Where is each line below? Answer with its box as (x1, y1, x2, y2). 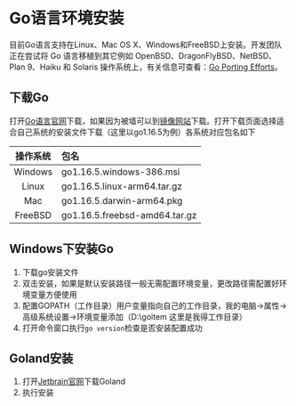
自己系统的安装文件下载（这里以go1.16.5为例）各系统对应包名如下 (16, 126, 256, 137)
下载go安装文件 (21, 266, 79, 277)
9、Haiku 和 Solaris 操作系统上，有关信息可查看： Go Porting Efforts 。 (27, 61, 283, 72)
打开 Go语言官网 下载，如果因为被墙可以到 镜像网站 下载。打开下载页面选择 (9, 115, 277, 126)
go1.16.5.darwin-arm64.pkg (60, 194, 183, 207)
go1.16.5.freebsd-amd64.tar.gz (60, 208, 197, 221)
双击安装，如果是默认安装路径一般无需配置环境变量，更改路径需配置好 (21, 278, 280, 288)
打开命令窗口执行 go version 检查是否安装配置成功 (21, 322, 203, 333)
